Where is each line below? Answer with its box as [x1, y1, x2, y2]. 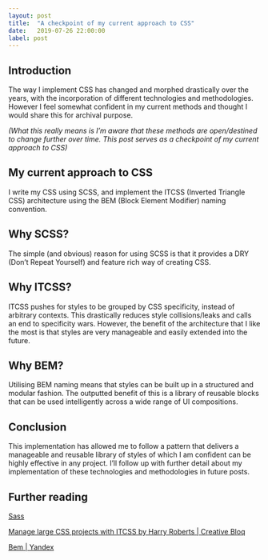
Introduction [8, 63, 72, 77]
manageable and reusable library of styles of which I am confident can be [8, 450, 252, 460]
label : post [8, 34, 48, 42]
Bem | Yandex [8, 542, 54, 552]
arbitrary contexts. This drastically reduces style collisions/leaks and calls [8, 310, 252, 320]
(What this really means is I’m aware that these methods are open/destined [8, 126, 258, 136]
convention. [8, 204, 48, 214]
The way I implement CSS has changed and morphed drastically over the [8, 85, 250, 94]
